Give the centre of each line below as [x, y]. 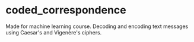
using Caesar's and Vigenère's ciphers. [54, 32]
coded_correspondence [66, 10]
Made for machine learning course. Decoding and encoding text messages [97, 26]
